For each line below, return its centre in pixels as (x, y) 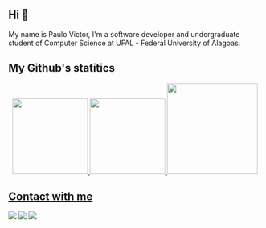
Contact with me (51, 197)
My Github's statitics (61, 68)
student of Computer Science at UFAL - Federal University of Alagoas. (125, 43)
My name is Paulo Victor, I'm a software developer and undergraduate (124, 34)
